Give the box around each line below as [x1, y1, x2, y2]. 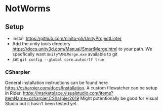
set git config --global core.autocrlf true [12, 56, 104, 62]
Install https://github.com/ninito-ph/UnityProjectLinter [12, 35, 122, 41]
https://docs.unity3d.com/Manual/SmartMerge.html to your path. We [12, 46, 152, 52]
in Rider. [5, 90, 22, 96]
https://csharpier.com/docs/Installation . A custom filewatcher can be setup [5, 85, 158, 91]
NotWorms [5, 3, 51, 14]
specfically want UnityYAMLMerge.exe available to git [12, 51, 118, 57]
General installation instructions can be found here [5, 80, 108, 86]
